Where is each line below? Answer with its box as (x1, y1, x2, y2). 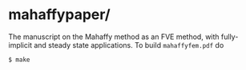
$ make (8, 56, 30, 64)
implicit (8, 40, 32, 49)
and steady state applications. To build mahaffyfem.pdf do (33, 40, 224, 49)
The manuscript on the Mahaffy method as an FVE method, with (8, 32, 220, 41)
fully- (220, 32, 239, 41)
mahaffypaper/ (8, 6, 111, 24)
